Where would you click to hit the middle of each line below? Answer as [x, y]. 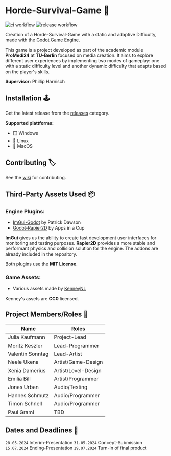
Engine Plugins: [25, 211]
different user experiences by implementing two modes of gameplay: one [82, 60]
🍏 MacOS [23, 146]
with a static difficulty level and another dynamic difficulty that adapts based [86, 66]
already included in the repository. [41, 254]
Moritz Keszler [25, 346]
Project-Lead [70, 337]
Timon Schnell [25, 404]
